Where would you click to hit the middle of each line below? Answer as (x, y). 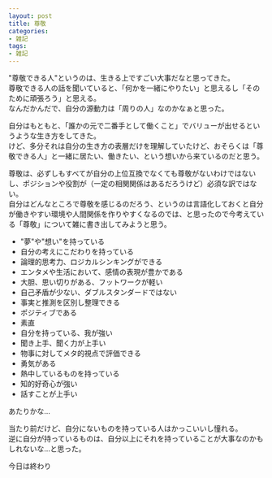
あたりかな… (30, 411)
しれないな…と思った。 (47, 449)
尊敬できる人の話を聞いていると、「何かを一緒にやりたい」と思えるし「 (127, 88)
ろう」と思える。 (72, 98)
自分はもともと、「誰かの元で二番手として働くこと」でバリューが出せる (127, 126)
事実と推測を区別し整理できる (70, 302)
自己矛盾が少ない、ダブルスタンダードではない (98, 292)
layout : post (30, 16)
